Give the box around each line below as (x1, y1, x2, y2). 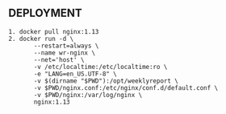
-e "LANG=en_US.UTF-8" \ (33, 70, 117, 78)
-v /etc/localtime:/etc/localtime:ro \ (33, 63, 168, 71)
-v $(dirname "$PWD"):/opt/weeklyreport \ (33, 76, 179, 85)
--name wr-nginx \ (33, 48, 95, 57)
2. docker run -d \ (8, 35, 74, 43)
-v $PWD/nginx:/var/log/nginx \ (33, 91, 143, 99)
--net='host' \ (33, 55, 85, 63)
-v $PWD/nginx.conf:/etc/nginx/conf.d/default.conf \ (33, 83, 219, 92)
